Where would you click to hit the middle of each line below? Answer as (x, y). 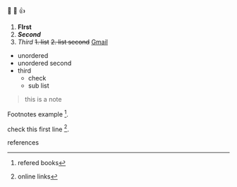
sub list (38, 85)
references (23, 143)
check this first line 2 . (38, 128)
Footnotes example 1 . (38, 114)
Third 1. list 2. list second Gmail (62, 42)
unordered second (44, 63)
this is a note (43, 99)
